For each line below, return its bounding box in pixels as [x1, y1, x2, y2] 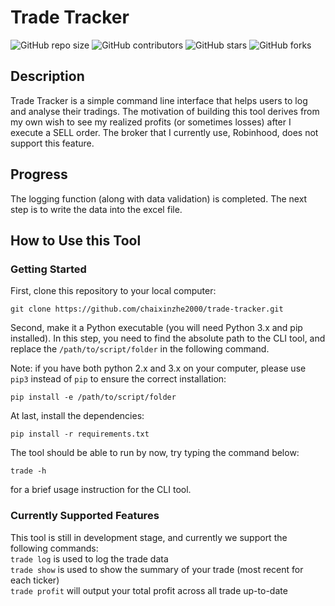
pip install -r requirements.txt [10, 429, 150, 440]
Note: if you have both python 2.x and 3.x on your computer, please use [10, 362, 307, 375]
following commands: [10, 542, 99, 554]
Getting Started [10, 262, 87, 276]
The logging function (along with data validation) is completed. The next [10, 192, 308, 205]
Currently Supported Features [10, 509, 160, 523]
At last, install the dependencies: [10, 410, 145, 422]
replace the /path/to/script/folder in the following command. [10, 343, 270, 355]
